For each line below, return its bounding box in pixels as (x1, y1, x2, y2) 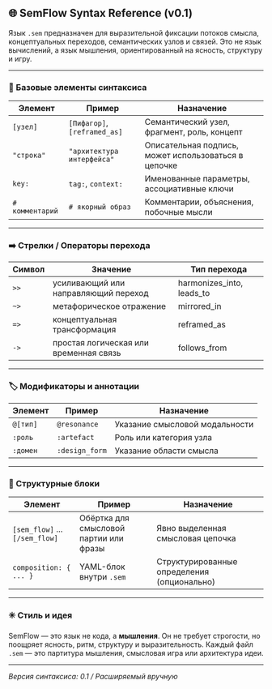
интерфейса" (68, 155, 115, 165)
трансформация (52, 324, 117, 336)
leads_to (177, 288, 210, 299)
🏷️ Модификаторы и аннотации (8, 381, 140, 392)
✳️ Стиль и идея (8, 610, 73, 621)
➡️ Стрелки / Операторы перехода (8, 240, 151, 251)
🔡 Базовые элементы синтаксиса (8, 81, 147, 92)
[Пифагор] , (68, 118, 109, 129)
